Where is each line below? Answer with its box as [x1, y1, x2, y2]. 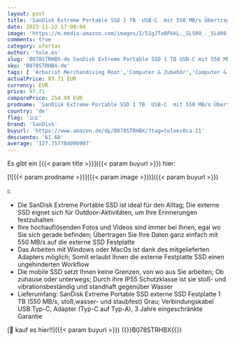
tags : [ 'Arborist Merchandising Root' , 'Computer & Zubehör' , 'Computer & [7, 68, 227, 75]
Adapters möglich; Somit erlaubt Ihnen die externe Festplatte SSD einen [17, 253, 225, 261]
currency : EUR [7, 82, 49, 89]
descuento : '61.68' [7, 133, 64, 140]
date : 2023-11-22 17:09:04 [7, 23, 86, 30]
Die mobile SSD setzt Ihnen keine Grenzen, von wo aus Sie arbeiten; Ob [17, 268, 225, 276]
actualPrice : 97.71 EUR [7, 75, 77, 82]
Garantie [17, 312, 43, 321]
